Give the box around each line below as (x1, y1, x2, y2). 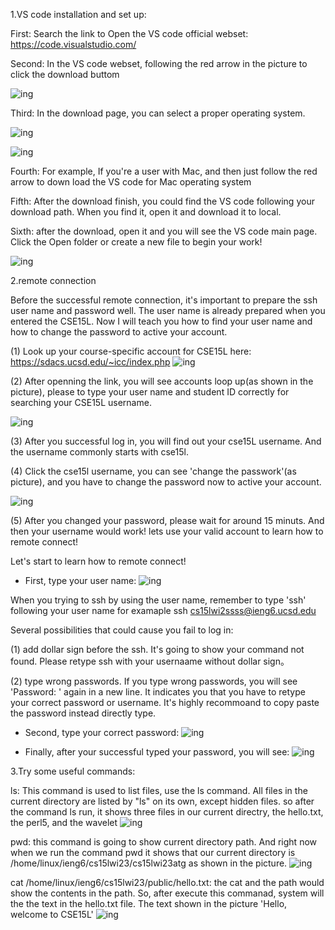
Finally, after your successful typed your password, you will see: (24, 746, 290, 758)
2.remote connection (10, 275, 97, 286)
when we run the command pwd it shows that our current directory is (10, 847, 296, 858)
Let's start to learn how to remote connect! (10, 555, 187, 567)
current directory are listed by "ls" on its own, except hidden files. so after (10, 795, 315, 807)
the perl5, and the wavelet (10, 817, 118, 828)
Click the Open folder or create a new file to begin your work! (10, 236, 263, 248)
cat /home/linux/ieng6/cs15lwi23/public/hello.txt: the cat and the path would (10, 877, 325, 888)
